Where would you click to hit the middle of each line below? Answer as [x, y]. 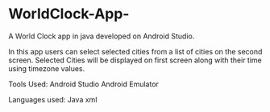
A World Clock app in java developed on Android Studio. [102, 36]
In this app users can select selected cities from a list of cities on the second [135, 51]
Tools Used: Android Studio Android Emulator [84, 84]
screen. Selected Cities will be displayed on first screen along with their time [135, 60]
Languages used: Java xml [53, 99]
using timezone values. [47, 68]
